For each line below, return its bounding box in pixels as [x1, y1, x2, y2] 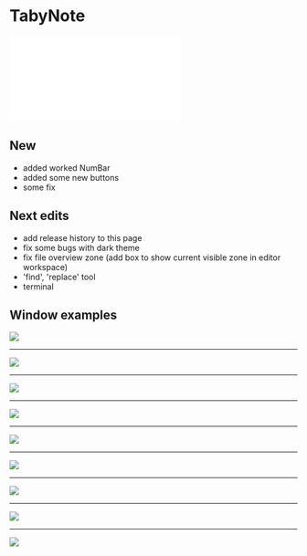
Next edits [9, 208, 69, 224]
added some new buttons [22, 172, 120, 183]
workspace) [22, 261, 69, 272]
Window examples [9, 307, 117, 322]
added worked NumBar [22, 162, 111, 173]
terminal [22, 280, 55, 292]
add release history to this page [22, 232, 143, 243]
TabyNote [9, 5, 86, 26]
